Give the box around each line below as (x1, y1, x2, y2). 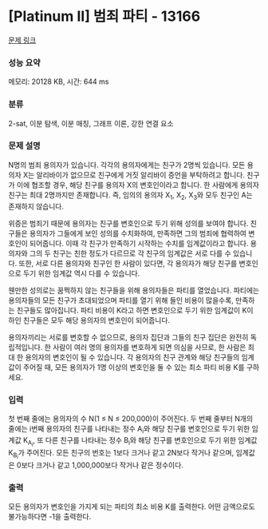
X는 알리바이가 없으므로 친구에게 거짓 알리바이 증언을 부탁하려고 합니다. (22, 169, 246, 180)
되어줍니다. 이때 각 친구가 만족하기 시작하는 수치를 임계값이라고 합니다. (29, 238, 249, 248)
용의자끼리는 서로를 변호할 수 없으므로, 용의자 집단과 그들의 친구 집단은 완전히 (8, 332, 249, 342)
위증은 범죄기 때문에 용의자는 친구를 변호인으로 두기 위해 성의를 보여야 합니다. (8, 218, 249, 228)
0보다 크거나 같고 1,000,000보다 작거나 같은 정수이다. (16, 460, 183, 470)
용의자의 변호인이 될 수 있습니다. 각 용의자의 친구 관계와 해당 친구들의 (25, 352, 240, 362)
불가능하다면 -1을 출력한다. (8, 512, 92, 522)
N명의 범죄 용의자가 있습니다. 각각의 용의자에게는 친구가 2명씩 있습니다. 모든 (8, 160, 246, 169)
